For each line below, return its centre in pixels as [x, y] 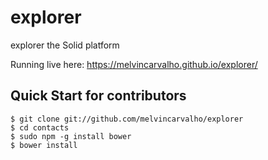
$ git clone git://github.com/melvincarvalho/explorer [127, 119]
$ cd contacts [40, 127]
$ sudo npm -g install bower [71, 136]
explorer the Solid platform [65, 45]
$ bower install [44, 145]
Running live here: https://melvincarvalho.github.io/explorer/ [134, 64]
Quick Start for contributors [98, 96]
